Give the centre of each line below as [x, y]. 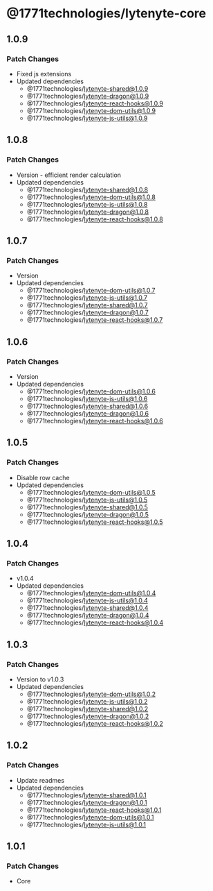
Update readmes [40, 780]
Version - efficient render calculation [69, 175]
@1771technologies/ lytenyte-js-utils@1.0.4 [87, 601]
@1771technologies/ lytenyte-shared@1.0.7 [87, 305]
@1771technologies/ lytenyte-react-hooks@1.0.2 [95, 723]
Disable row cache [43, 477]
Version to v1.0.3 [40, 679]
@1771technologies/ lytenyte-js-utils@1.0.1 [86, 824]
